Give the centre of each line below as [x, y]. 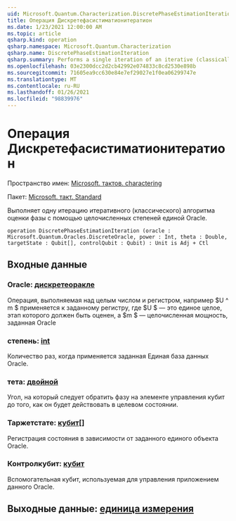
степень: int [29, 341]
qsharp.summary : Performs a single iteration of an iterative [100, 60]
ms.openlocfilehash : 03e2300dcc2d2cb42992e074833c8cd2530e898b [102, 66]
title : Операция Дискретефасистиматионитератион [80, 20]
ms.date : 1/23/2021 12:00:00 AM [54, 27]
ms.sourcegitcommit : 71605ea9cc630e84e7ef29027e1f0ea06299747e [102, 73]
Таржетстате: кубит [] [46, 423]
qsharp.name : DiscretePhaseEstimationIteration [78, 54]
